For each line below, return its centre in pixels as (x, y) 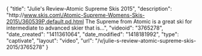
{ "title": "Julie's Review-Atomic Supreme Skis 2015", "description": (89, 9)
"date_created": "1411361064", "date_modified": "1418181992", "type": (93, 34)
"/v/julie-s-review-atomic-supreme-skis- (146, 41)
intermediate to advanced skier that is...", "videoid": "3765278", (85, 28)
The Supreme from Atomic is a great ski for (139, 21)
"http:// (15, 15)
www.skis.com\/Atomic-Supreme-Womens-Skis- (84, 15)
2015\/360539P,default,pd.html (45, 21)
